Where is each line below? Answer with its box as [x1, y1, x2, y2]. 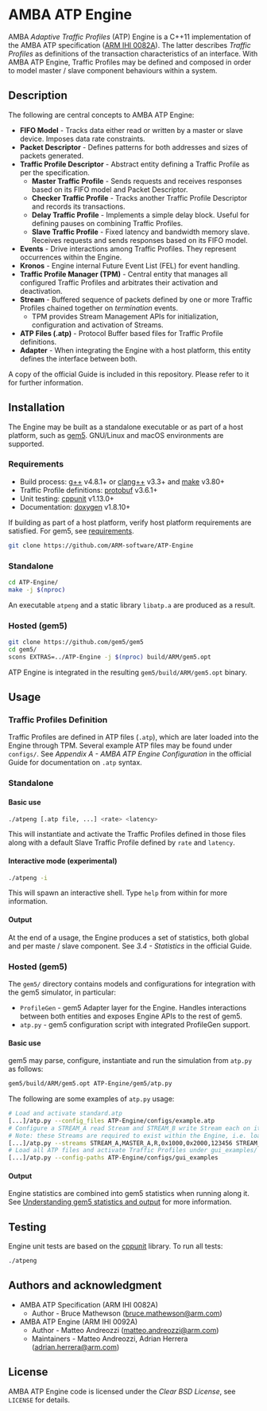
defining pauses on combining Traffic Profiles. [31, 218, 184, 228]
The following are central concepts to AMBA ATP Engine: [8, 110, 195, 119]
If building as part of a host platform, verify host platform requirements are [8, 518, 252, 527]
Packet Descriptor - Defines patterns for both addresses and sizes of [19, 142, 249, 152]
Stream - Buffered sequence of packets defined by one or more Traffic [19, 295, 253, 304]
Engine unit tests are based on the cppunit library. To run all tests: [8, 1241, 223, 1251]
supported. [8, 439, 44, 448]
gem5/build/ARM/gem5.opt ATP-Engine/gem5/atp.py [8, 1080, 172, 1088]
